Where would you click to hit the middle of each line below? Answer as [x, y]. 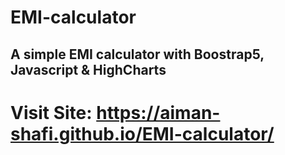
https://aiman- [158, 112]
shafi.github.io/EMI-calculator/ [142, 133]
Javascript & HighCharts [88, 69]
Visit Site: [51, 112]
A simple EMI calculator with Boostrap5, [137, 54]
